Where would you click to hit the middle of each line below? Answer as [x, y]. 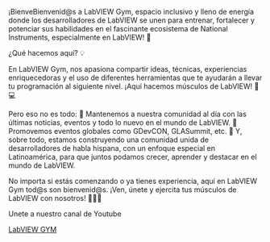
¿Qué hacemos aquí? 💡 [47, 53]
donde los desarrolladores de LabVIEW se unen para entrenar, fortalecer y [132, 20]
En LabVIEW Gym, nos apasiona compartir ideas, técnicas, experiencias [128, 69]
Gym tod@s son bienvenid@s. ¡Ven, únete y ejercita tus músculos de [123, 190]
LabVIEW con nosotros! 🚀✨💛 [55, 198]
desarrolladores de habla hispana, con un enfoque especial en [112, 148]
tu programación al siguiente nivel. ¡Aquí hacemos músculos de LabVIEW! [131, 86]
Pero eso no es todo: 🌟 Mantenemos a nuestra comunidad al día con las [128, 114]
